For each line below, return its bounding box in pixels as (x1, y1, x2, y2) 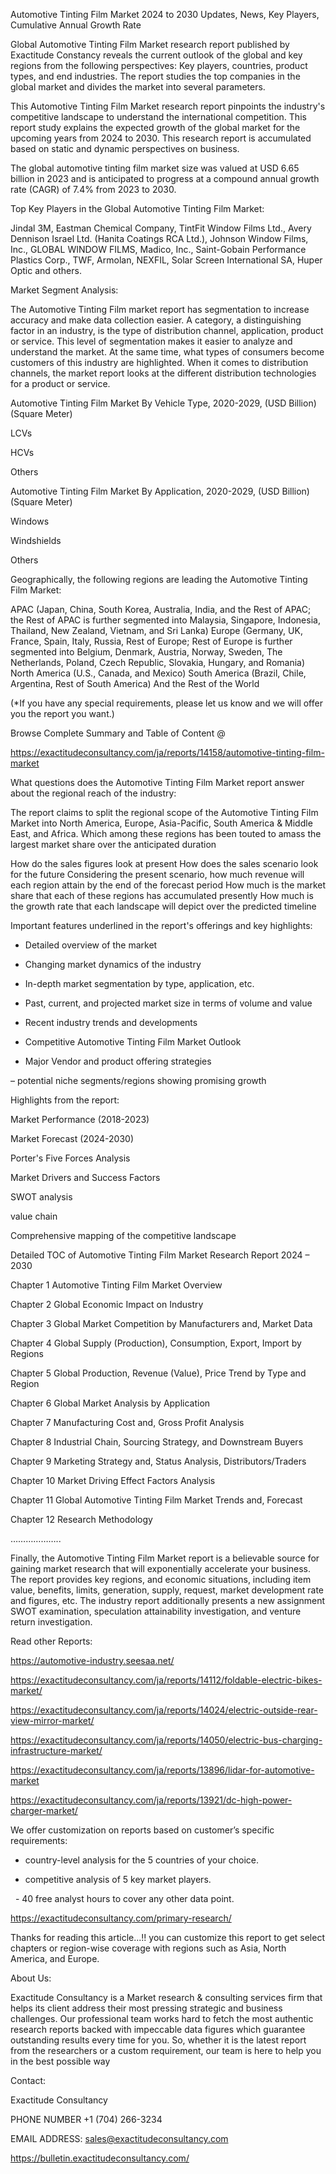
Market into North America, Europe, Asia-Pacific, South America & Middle (10, 817, 313, 829)
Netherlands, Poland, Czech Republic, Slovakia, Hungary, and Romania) (10, 657, 306, 668)
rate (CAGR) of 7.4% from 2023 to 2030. (10, 184, 177, 195)
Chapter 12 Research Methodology (10, 1514, 153, 1525)
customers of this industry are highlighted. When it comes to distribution (10, 357, 309, 368)
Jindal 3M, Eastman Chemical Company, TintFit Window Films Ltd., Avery (10, 222, 312, 234)
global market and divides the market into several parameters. (10, 81, 266, 93)
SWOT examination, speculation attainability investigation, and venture (10, 1605, 302, 1617)
